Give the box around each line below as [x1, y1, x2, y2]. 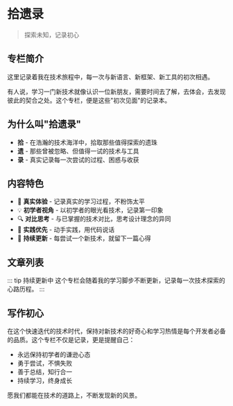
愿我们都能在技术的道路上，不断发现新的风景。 [7, 391, 141, 399]
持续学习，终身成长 [17, 376, 73, 384]
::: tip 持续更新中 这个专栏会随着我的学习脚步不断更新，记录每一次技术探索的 [7, 276, 225, 285]
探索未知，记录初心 [24, 31, 80, 39]
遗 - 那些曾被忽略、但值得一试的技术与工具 [17, 146, 140, 155]
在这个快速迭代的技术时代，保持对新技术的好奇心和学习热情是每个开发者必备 [7, 327, 226, 335]
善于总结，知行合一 [17, 368, 73, 375]
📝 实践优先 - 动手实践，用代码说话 [17, 226, 115, 234]
